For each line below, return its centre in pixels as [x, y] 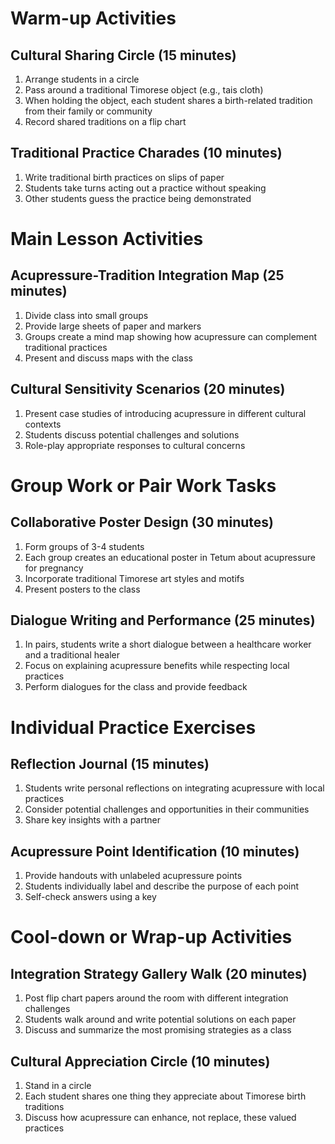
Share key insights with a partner [92, 820]
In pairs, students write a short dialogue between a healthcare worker [168, 644]
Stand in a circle [58, 1086]
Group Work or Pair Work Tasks [143, 485]
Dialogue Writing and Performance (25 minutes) [163, 620]
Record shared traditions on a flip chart [105, 121]
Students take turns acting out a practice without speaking [145, 188]
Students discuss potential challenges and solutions [132, 434]
